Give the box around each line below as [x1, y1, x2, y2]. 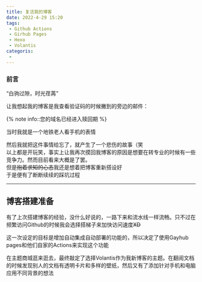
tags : [6, 20, 20, 26]
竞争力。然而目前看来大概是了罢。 [6, 156, 91, 163]
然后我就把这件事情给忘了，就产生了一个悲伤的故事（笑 [6, 141, 143, 148]
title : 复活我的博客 [6, 8, 52, 15]
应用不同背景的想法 [6, 269, 54, 277]
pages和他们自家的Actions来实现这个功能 [6, 241, 109, 248]
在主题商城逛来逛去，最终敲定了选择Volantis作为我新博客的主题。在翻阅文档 [6, 254, 195, 261]
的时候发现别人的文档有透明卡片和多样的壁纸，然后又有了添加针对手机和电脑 [6, 261, 196, 269]
